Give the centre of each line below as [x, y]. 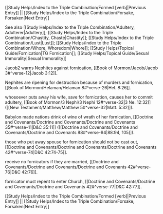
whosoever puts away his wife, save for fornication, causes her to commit [79, 97]
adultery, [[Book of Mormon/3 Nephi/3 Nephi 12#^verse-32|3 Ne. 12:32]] [78, 102]
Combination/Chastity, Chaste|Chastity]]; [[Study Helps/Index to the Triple [80, 38]
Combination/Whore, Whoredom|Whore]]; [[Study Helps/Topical [69, 48]
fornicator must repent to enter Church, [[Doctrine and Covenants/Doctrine [80, 181]
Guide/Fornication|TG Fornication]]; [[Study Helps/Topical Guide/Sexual [77, 53]
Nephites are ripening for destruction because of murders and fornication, [79, 82]
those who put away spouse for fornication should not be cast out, [72, 142]
